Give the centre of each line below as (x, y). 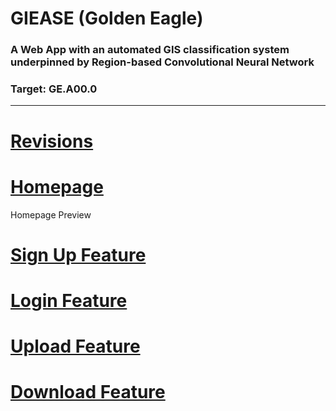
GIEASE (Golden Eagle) (107, 18)
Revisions (52, 141)
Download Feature (88, 392)
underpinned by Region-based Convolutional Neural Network (162, 62)
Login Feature (69, 300)
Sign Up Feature (78, 254)
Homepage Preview (51, 214)
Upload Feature (75, 346)
